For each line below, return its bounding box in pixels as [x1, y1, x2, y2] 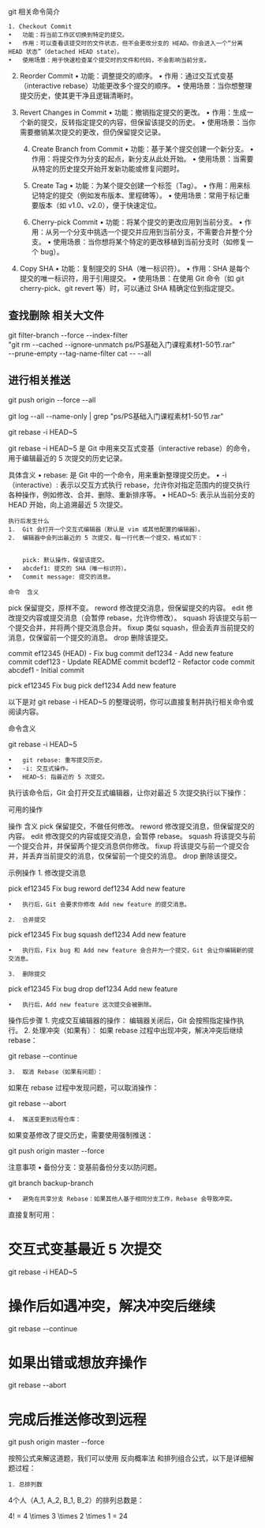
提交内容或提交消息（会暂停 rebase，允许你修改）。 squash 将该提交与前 [14, 613, 250, 622]
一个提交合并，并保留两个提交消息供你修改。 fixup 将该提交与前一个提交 [8, 841, 243, 851]
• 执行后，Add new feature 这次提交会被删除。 [8, 1001, 155, 1009]
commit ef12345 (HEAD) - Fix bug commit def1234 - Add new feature [8, 648, 234, 658]
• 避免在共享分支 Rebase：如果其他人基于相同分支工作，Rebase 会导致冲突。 [8, 1194, 237, 1203]
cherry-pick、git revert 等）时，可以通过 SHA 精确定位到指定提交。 [19, 284, 239, 292]
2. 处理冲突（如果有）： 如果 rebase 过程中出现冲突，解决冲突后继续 [23, 1025, 244, 1035]
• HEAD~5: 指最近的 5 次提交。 [8, 773, 109, 781]
